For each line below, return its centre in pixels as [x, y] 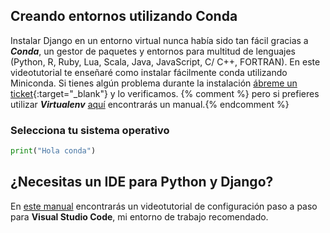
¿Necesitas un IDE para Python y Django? [142, 182]
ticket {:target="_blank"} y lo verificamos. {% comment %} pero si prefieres [165, 93]
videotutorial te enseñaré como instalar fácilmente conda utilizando [149, 72]
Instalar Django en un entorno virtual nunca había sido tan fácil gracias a [159, 40]
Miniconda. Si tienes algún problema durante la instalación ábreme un [154, 83]
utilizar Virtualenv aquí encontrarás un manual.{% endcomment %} [150, 104]
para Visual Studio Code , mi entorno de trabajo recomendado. [139, 216]
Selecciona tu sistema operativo [90, 130]
